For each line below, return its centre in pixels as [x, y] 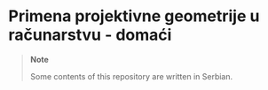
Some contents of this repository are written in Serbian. [131, 76]
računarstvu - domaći [90, 35]
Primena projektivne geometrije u [134, 16]
